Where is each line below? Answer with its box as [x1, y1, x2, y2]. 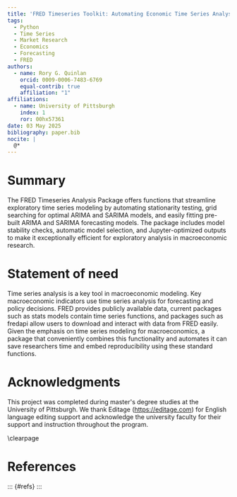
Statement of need [7, 266, 119, 282]
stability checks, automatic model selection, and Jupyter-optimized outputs [7, 226, 226, 234]
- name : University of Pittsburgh [13, 103, 115, 110]
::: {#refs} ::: [7, 482, 42, 491]
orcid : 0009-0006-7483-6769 [20, 76, 102, 84]
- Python [13, 23, 39, 30]
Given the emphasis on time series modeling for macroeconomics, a [7, 327, 205, 335]
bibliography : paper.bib [7, 129, 80, 136]
